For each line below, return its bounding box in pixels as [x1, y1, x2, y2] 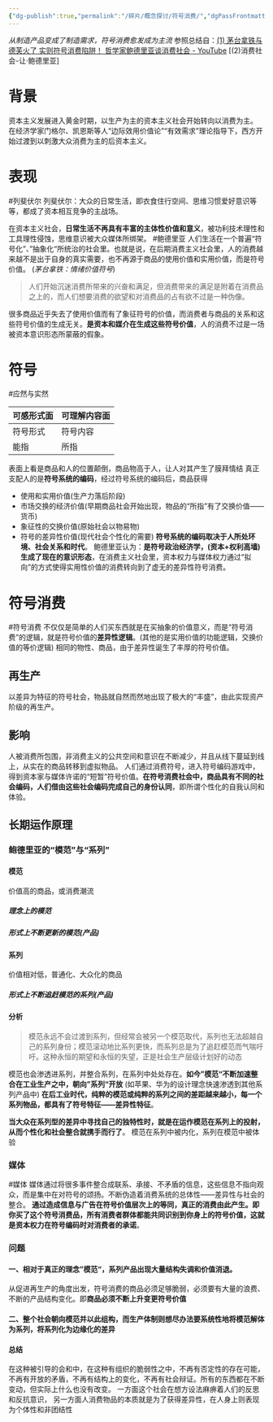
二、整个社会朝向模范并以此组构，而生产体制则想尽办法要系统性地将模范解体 [8, 1315, 265, 1324]
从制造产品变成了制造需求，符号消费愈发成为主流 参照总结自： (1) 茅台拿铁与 [8, 35, 262, 45]
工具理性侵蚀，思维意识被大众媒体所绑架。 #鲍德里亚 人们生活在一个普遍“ [8, 233, 255, 243]
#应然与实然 [8, 389, 49, 399]
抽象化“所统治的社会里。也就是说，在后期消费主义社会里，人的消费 [32, 243, 257, 253]
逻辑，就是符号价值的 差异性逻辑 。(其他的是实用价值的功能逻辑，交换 [25, 632, 257, 643]
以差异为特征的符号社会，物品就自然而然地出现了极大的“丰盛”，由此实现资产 [8, 692, 264, 702]
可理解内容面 [61, 410, 111, 421]
